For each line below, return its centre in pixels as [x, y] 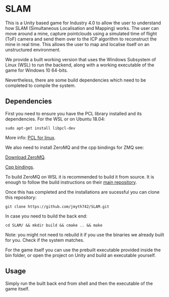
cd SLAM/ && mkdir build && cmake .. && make [54, 225]
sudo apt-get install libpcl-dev [40, 128]
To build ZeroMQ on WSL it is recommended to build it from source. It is [80, 177]
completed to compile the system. [41, 85]
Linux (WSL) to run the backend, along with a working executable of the [80, 65]
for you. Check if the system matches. [45, 240]
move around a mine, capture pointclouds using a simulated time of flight [81, 33]
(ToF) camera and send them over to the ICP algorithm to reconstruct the [81, 39]
